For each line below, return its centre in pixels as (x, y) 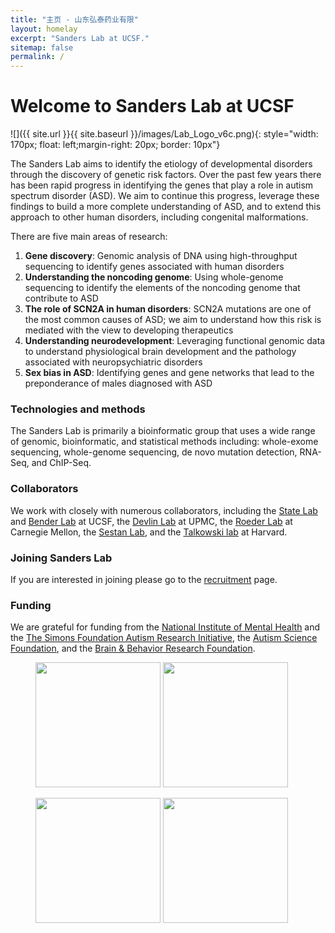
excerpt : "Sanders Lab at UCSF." (80, 38)
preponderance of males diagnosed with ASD (118, 383)
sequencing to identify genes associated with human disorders (154, 267)
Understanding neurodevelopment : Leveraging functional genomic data (175, 341)
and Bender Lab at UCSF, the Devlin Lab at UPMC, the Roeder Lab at (151, 521)
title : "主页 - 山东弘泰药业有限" (74, 19)
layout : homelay (44, 29)
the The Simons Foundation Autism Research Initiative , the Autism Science (164, 638)
